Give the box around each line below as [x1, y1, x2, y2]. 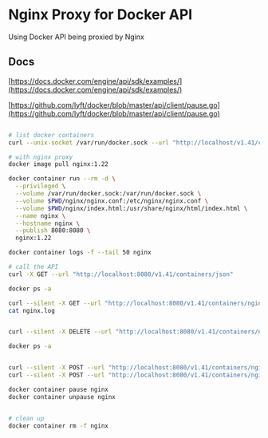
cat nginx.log [8, 306, 56, 314]
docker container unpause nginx [8, 393, 116, 401]
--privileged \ [15, 182, 66, 191]
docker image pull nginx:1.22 [8, 160, 109, 168]
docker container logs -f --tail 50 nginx [8, 249, 152, 257]
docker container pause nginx [8, 385, 109, 393]
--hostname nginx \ [15, 219, 81, 227]
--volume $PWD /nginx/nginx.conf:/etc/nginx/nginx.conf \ [15, 197, 209, 205]
